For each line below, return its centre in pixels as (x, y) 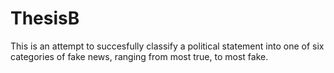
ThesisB (45, 18)
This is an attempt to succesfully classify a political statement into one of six (167, 46)
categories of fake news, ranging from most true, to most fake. (139, 56)
